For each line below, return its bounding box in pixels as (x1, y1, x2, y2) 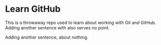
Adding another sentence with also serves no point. (5, 24, 110, 30)
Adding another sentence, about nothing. (5, 34, 89, 40)
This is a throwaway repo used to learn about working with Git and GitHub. (5, 20, 157, 25)
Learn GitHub (5, 3, 61, 15)
